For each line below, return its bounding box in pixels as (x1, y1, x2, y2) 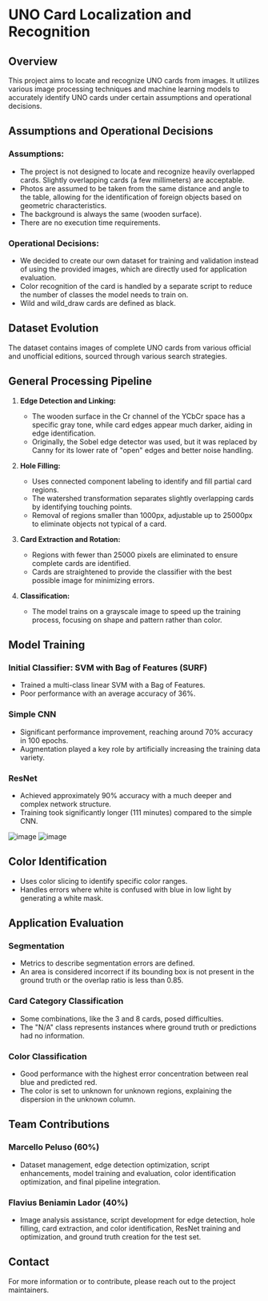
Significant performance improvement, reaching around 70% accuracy (19, 727, 254, 737)
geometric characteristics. (19, 200, 107, 210)
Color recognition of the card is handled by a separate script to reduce (19, 281, 253, 291)
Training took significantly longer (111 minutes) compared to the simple (19, 807, 252, 817)
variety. (19, 753, 46, 762)
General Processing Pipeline (8, 375, 152, 388)
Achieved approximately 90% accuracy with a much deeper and (19, 790, 232, 800)
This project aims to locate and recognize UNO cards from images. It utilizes (8, 76, 260, 85)
